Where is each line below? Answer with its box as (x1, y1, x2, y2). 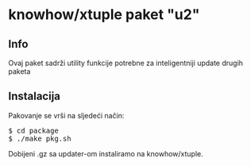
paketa (8, 67, 31, 76)
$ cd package (8, 125, 60, 135)
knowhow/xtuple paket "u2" (8, 6, 200, 24)
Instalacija (8, 90, 61, 103)
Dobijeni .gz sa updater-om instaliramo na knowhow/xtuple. (8, 149, 204, 158)
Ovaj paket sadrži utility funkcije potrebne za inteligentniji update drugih (8, 58, 244, 68)
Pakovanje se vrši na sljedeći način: (8, 110, 125, 120)
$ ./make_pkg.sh (8, 133, 71, 143)
